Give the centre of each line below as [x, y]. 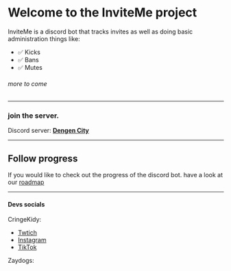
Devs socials [26, 204]
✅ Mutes [30, 67]
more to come [27, 83]
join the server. [33, 116]
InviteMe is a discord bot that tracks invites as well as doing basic [100, 31]
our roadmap [26, 182]
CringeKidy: [25, 220]
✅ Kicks [29, 52]
